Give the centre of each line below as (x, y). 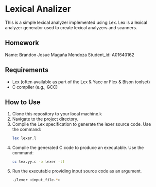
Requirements (27, 70)
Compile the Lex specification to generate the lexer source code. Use (81, 124)
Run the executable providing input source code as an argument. (77, 171)
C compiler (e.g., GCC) (35, 87)
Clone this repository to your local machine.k (57, 114)
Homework (22, 43)
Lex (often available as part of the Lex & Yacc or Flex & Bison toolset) (81, 82)
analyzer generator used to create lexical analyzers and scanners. (71, 27)
